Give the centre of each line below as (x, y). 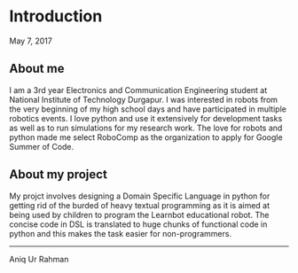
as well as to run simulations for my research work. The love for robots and (146, 128)
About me (37, 69)
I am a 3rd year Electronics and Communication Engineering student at (138, 90)
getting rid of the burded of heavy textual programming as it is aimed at (140, 205)
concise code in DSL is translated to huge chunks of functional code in (138, 224)
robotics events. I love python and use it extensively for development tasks (146, 118)
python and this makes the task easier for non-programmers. (121, 233)
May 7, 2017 (31, 41)
